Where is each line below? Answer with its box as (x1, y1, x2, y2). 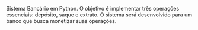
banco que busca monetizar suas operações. (6, 18, 117, 24)
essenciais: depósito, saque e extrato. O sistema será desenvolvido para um (6, 11, 193, 18)
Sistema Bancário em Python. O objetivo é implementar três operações (6, 5, 180, 12)
